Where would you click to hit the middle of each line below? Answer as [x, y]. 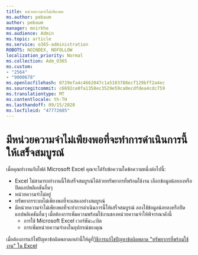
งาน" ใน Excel [22, 246]
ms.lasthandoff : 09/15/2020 [41, 105]
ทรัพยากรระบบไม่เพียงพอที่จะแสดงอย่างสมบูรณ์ [60, 201]
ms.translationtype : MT [35, 94]
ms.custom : [20, 66]
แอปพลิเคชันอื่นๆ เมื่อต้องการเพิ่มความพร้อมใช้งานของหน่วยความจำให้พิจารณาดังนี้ [93, 214]
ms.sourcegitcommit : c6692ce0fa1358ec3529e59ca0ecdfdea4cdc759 [86, 89]
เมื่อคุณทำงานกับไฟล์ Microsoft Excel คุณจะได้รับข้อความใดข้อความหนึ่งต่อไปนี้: [86, 169]
